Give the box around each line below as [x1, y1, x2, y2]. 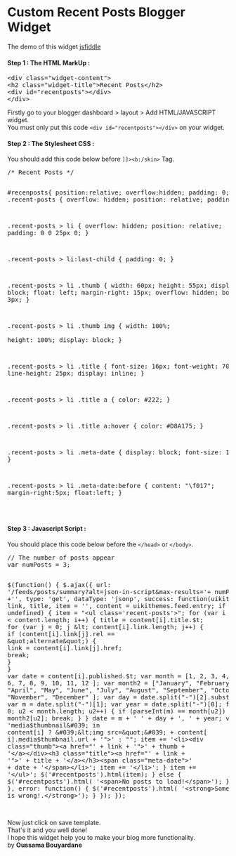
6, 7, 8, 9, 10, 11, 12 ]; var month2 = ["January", [7, 679, 193, 687]
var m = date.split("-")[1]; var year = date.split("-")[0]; [7, 700, 223, 708]
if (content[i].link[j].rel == [7, 630, 115, 638]
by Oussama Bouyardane [7, 841, 82, 849]
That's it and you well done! [7, 826, 88, 834]
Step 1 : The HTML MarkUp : [7, 58, 91, 67]
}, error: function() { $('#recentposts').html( [7, 784, 178, 792]
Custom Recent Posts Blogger [7, 4, 186, 20]
